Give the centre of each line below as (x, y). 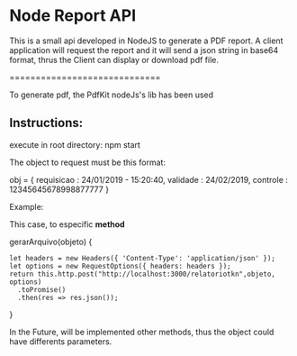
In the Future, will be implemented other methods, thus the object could (142, 332)
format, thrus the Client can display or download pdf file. (114, 59)
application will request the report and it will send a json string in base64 (144, 50)
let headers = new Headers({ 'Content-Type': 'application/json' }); (143, 258)
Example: (27, 206)
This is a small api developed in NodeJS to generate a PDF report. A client (146, 41)
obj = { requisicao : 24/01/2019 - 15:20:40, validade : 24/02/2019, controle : (148, 179)
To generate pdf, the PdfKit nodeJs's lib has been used (112, 95)
